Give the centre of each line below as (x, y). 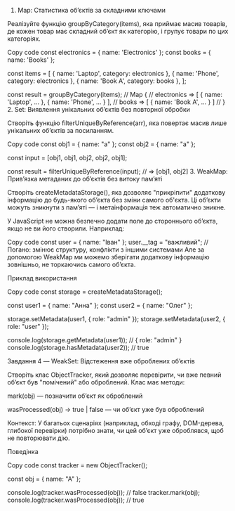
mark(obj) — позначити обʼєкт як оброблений (75, 396)
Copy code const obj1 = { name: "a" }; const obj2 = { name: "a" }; (102, 144)
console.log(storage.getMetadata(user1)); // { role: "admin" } (95, 340)
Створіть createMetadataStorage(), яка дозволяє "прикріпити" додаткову (116, 192)
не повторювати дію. (39, 438)
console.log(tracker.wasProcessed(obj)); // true (76, 500)
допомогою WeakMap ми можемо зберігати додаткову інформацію (108, 257)
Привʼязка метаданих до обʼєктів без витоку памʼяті (85, 179)
